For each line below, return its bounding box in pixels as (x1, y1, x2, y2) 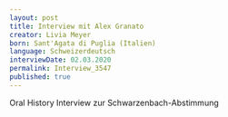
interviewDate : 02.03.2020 (9, 55, 112, 64)
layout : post (9, 13, 59, 23)
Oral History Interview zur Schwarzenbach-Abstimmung (9, 97, 220, 108)
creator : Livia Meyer (9, 30, 92, 39)
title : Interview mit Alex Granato (9, 22, 144, 31)
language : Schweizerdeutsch (9, 47, 116, 56)
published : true (9, 73, 71, 82)
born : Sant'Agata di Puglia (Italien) (9, 38, 156, 48)
